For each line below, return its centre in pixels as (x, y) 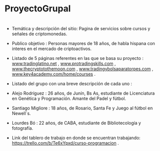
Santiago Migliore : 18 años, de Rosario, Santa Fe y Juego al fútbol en (82, 108)
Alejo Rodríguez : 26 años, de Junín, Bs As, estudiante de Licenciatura (83, 93)
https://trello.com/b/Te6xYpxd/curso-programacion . (65, 143)
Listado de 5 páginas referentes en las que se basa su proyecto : (78, 58)
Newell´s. (21, 113)
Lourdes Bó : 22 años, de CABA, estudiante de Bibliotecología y (76, 123)
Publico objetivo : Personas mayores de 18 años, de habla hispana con (83, 44)
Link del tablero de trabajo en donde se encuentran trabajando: (76, 138)
